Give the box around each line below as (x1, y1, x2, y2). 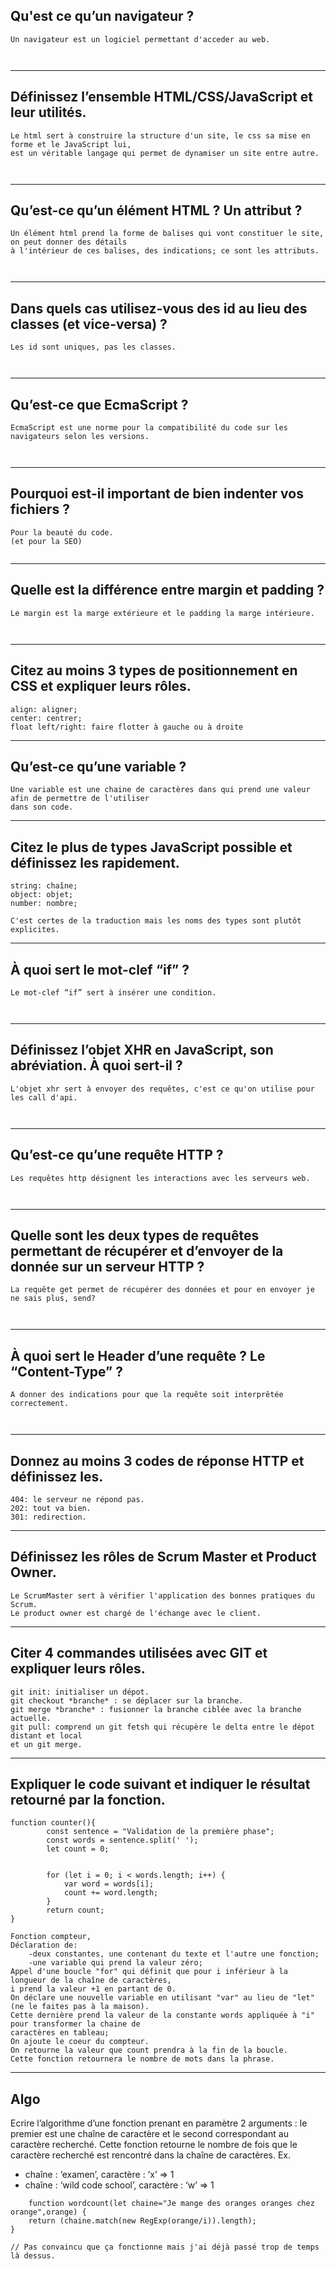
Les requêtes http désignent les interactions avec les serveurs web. (10, 1173, 311, 1183)
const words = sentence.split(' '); (46, 1835, 199, 1846)
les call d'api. (10, 1092, 78, 1103)
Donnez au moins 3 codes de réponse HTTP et (10, 1452, 305, 1469)
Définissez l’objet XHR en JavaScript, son (10, 1042, 274, 1059)
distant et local (10, 1730, 83, 1741)
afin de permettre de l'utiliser (10, 794, 150, 804)
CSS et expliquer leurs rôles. (10, 678, 192, 695)
